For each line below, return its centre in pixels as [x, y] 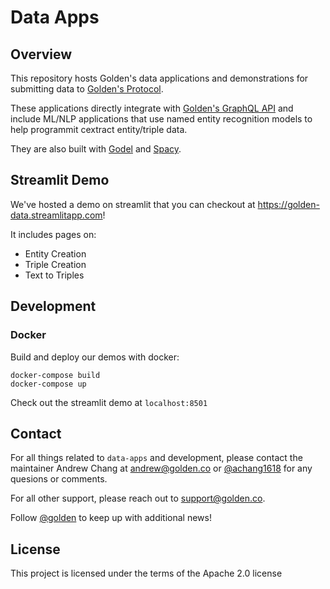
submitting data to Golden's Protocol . [87, 89]
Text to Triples [54, 275]
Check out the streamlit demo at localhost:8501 [109, 402]
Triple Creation [55, 264]
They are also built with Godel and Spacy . [96, 149]
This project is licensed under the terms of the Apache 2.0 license [146, 573]
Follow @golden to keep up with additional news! [111, 518]
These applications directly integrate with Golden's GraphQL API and [152, 108]
